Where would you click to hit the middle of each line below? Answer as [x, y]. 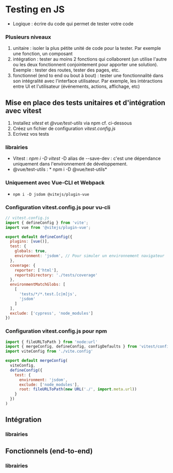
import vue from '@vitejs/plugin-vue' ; [48, 227]
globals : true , [31, 251]
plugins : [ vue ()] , [30, 242]
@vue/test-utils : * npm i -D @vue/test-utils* [60, 169]
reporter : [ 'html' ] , [37, 270]
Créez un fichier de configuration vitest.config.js [64, 129]
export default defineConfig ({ [39, 237]
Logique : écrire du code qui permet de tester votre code [73, 24]
